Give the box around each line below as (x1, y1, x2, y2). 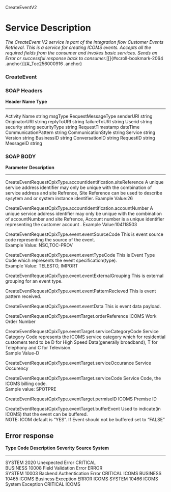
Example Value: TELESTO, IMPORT (5, 263, 78, 269)
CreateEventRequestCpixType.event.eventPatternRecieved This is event (5, 288, 156, 294)
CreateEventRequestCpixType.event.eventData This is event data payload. (5, 303, 161, 310)
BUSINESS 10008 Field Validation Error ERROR (5, 465, 103, 471)
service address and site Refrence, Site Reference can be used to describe (5, 190, 163, 196)
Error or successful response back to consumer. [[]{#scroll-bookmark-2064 (5, 55, 164, 61)
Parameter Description (5, 165, 54, 171)
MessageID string (5, 140, 42, 147)
